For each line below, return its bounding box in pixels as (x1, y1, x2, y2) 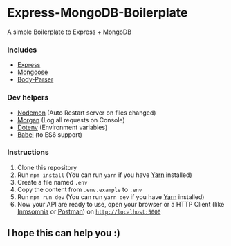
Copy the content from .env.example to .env (17, 185, 142, 193)
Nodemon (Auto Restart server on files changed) (17, 108, 156, 117)
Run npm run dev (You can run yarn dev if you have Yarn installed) (17, 192, 205, 201)
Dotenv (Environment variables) (17, 123, 108, 131)
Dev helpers (7, 93, 49, 102)
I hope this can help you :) (7, 227, 121, 239)
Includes (7, 45, 37, 55)
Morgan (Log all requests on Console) (17, 115, 126, 124)
